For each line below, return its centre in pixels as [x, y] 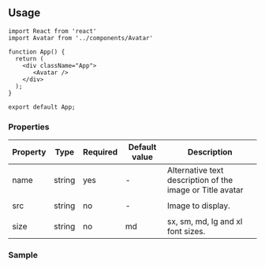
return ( [30, 58]
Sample [23, 255]
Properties [29, 127]
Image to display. [199, 206]
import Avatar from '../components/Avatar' [81, 38]
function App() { [37, 52]
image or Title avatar [205, 190]
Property [29, 152]
